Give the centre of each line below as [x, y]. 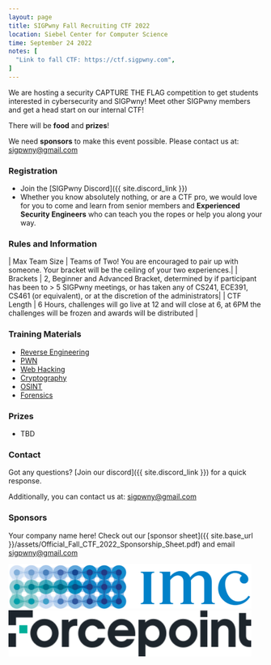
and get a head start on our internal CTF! [76, 109]
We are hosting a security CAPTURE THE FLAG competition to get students [133, 92]
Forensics [36, 395]
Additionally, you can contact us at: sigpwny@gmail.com [102, 497]
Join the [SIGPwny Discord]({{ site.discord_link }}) [104, 189]
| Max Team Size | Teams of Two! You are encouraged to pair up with [123, 262]
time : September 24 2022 [50, 43]
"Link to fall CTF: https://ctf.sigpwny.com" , [95, 60]
